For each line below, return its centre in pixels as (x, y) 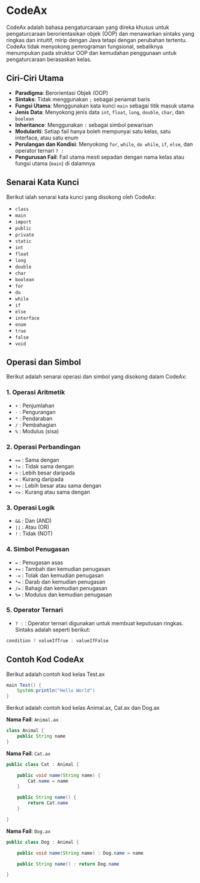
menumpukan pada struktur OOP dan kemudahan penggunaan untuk (92, 53)
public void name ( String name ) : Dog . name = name (80, 853)
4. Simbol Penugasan (38, 549)
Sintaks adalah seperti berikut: (53, 630)
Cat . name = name (48, 781)
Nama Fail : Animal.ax (32, 719)
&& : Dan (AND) (33, 521)
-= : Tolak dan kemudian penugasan (59, 575)
